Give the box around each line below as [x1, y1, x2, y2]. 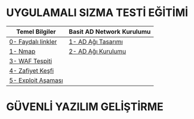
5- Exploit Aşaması [9, 76, 63, 84]
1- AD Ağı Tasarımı [68, 37, 124, 46]
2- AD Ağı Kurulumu [68, 47, 127, 55]
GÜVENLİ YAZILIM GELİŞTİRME [6, 100, 164, 114]
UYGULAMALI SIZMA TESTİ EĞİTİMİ [6, 6, 189, 20]
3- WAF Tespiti [9, 57, 53, 65]
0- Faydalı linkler [9, 37, 57, 46]
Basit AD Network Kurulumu [68, 27, 151, 36]
